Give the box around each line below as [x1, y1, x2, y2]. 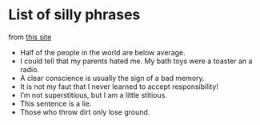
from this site [8, 32, 52, 42]
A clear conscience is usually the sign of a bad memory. [19, 73, 206, 83]
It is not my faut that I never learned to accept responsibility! [19, 82, 218, 91]
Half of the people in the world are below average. [19, 47, 186, 57]
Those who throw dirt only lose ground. [19, 107, 150, 117]
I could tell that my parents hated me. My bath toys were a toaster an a [19, 56, 253, 66]
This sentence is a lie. [19, 99, 92, 108]
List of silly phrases [8, 6, 141, 24]
